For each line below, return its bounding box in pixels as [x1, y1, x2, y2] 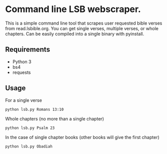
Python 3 [12, 59, 32, 65]
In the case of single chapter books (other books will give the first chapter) [5, 134, 159, 140]
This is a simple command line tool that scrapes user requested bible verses [5, 20, 162, 26]
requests [12, 69, 31, 75]
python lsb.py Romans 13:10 [5, 107, 64, 112]
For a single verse [5, 97, 42, 103]
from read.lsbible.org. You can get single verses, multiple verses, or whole [5, 25, 159, 31]
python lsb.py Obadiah [5, 144, 53, 149]
